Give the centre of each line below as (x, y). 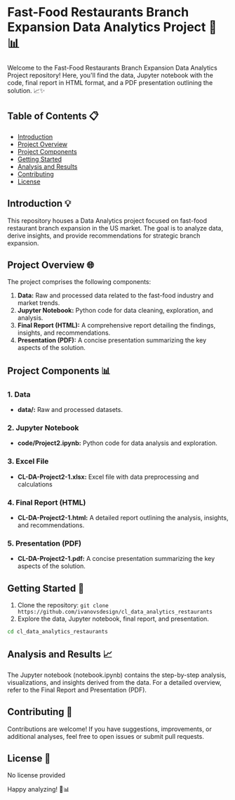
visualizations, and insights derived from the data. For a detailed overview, (115, 682)
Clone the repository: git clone (63, 605)
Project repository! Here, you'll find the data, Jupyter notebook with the (110, 75)
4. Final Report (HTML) (47, 502)
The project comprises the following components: (79, 282)
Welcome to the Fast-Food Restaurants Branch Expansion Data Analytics (112, 67)
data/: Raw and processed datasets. (70, 410)
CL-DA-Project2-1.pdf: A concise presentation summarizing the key (116, 559)
